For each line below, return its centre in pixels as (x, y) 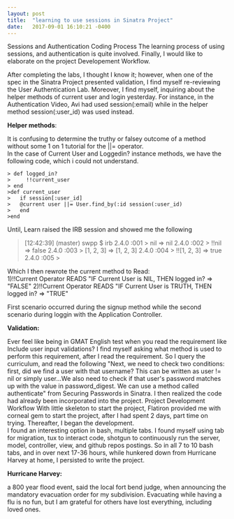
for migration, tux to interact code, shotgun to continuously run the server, (114, 438)
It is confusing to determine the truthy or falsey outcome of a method (107, 139)
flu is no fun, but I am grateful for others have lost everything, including (110, 502)
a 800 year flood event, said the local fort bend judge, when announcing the (117, 487)
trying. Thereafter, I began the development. (71, 423)
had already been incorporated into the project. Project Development (106, 401)
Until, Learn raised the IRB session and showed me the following (100, 230)
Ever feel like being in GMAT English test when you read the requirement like (117, 342)
